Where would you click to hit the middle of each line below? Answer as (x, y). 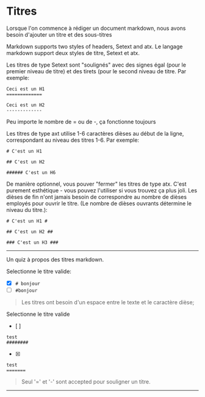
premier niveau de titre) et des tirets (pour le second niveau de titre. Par (96, 71)
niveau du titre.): (27, 209)
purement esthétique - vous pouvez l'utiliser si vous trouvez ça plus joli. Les (102, 190)
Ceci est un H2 (26, 105)
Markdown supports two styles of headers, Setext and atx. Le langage (95, 46)
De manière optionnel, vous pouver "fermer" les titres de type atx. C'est (97, 184)
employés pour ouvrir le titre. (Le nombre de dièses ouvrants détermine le (99, 203)
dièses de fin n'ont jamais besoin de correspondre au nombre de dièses (97, 197)
